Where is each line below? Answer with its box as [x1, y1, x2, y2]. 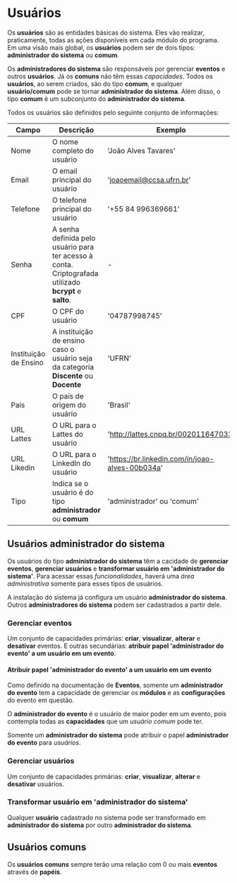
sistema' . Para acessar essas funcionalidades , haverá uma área [7, 571, 195, 580]
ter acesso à [51, 251, 93, 261]
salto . [51, 295, 72, 304]
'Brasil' [107, 400, 130, 410]
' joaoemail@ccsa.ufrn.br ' [107, 174, 191, 184]
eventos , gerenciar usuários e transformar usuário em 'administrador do [7, 564, 225, 573]
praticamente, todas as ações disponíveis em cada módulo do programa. [7, 35, 219, 44]
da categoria [51, 362, 94, 372]
